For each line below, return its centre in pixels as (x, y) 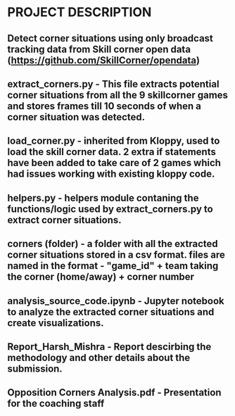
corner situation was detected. (76, 117)
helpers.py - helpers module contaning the (103, 198)
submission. (35, 368)
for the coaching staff (56, 404)
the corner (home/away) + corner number (101, 277)
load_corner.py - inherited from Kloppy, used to (114, 141)
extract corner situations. (64, 220)
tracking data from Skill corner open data (99, 49)
